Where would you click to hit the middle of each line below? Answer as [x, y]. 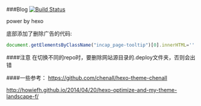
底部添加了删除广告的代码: [39, 34]
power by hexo [25, 21]
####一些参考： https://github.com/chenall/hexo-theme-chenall [87, 78]
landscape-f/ [23, 96]
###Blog [17, 9]
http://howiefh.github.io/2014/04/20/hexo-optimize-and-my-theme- [92, 90]
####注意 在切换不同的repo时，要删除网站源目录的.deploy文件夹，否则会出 [101, 57]
